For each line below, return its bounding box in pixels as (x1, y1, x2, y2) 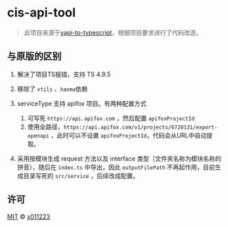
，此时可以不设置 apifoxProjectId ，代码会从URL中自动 (50, 131, 207, 139)
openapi (27, 132, 49, 139)
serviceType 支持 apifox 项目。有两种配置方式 (16, 99, 147, 107)
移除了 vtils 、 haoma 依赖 (16, 85, 88, 93)
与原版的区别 (7, 50, 62, 63)
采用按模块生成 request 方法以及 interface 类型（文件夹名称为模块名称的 (16, 154, 222, 162)
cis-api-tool (7, 5, 76, 21)
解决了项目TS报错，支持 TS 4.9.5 (16, 70, 111, 78)
